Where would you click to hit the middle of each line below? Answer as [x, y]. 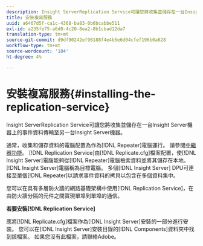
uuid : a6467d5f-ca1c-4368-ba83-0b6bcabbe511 [63, 23]
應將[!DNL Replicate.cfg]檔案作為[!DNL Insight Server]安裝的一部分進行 [95, 221]
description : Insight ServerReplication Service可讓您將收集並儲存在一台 [96, 12]
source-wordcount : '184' [37, 51]
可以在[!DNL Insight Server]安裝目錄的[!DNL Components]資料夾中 [106, 229]
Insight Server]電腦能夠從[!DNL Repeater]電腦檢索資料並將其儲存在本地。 [98, 160]
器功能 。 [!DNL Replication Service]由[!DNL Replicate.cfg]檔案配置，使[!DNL [101, 152]
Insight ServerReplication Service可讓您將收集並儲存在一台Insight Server [97, 125]
